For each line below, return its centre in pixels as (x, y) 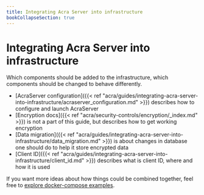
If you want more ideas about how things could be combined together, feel (100, 179)
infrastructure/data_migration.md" (58, 141)
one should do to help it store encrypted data (72, 147)
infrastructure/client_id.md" (50, 161)
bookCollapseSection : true (40, 18)
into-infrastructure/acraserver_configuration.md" (77, 102)
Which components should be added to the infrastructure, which (87, 77)
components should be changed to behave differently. (74, 84)
